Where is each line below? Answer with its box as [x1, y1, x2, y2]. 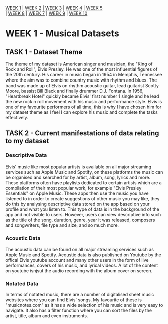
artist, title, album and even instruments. [5, 313, 88, 319]
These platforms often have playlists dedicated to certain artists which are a [5, 179, 162, 186]
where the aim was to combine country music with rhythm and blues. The [5, 77, 157, 83]
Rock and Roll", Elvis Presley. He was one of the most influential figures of [5, 66, 158, 72]
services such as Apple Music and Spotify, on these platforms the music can [5, 169, 163, 175]
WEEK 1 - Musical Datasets [5, 28, 119, 39]
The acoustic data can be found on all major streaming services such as [5, 246, 154, 252]
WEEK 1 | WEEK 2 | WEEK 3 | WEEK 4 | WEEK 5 [5, 5, 103, 11]
